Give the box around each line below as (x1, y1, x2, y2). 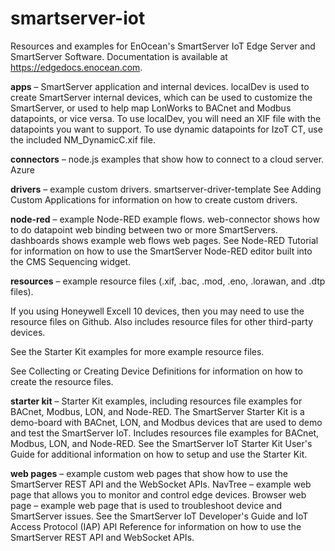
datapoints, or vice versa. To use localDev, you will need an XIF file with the (10, 112, 322, 124)
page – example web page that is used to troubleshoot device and (10, 499, 282, 511)
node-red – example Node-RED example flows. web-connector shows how (10, 213, 320, 225)
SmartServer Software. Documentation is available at (10, 50, 228, 62)
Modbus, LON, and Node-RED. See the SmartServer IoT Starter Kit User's (10, 437, 313, 449)
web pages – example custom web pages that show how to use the (10, 467, 288, 479)
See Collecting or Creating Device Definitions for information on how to (10, 365, 303, 377)
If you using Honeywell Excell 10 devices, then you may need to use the (10, 305, 305, 317)
